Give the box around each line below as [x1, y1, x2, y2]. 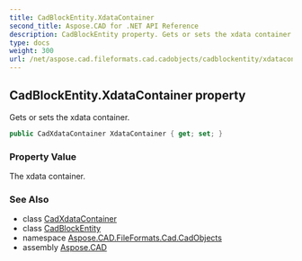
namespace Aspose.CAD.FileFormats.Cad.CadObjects [22, 232, 223, 243]
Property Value [9, 150, 77, 162]
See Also [9, 193, 49, 205]
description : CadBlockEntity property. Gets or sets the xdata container [9, 30, 292, 39]
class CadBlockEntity [22, 223, 102, 234]
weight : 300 [9, 47, 54, 56]
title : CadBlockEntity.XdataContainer [9, 13, 155, 22]
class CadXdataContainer [22, 213, 118, 224]
